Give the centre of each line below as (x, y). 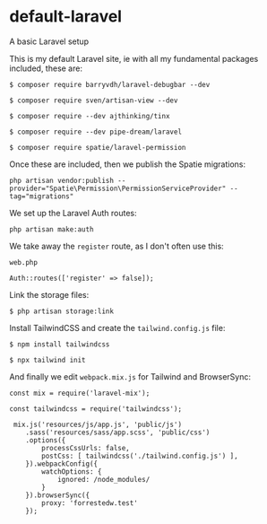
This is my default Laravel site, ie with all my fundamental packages (134, 58)
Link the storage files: (49, 294)
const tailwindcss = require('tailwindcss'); (95, 409)
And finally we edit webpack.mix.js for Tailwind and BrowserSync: (130, 376)
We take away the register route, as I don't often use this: (116, 246)
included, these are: (46, 68)
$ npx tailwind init (48, 360)
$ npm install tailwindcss (60, 344)
